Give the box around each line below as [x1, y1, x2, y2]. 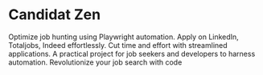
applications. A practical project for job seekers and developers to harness [8, 49, 256, 58]
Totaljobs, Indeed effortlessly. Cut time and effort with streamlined [8, 40, 228, 49]
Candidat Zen [8, 6, 101, 24]
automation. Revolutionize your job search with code [8, 57, 183, 67]
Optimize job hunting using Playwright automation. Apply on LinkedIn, [8, 32, 239, 41]
